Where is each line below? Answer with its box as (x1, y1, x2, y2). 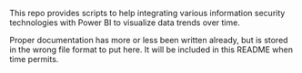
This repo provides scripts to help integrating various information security (9, 8, 286, 18)
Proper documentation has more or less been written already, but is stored (9, 35, 288, 45)
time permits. (9, 54, 59, 64)
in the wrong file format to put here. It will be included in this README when (9, 44, 294, 55)
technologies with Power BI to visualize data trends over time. (9, 17, 241, 28)
